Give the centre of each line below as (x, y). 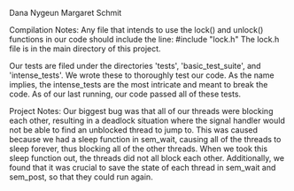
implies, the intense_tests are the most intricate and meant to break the (139, 84)
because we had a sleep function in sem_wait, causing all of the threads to (145, 139)
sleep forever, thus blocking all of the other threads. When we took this (139, 149)
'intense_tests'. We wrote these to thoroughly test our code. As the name (142, 75)
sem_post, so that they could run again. (81, 177)
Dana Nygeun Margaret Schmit (66, 13)
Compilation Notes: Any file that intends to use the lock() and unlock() (136, 30)
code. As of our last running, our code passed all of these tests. (125, 94)
